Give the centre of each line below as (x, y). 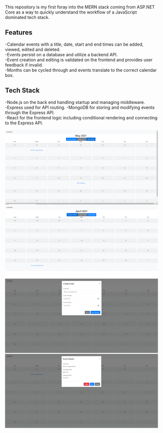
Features (19, 33)
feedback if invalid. (24, 65)
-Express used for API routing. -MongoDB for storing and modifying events (80, 107)
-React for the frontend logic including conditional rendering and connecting (81, 117)
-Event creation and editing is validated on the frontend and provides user (79, 60)
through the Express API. (30, 112)
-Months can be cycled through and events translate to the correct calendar (81, 70)
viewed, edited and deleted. (33, 49)
